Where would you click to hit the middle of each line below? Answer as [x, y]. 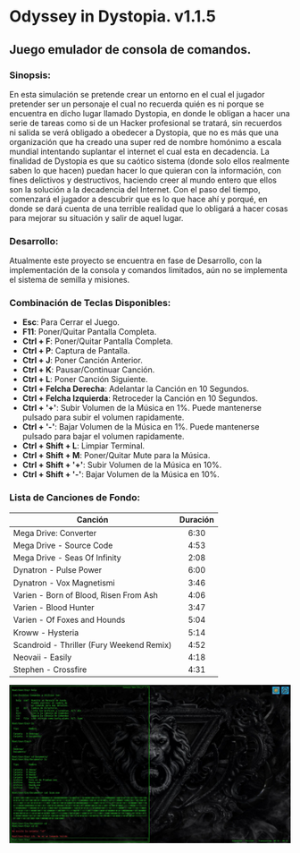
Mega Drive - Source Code [63, 545]
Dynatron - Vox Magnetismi [64, 583]
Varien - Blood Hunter [54, 608]
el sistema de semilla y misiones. [70, 280]
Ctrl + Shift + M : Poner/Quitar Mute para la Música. [116, 456]
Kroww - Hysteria [46, 632]
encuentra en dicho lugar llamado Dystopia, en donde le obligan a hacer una [150, 113]
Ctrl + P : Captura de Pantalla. [76, 351]
